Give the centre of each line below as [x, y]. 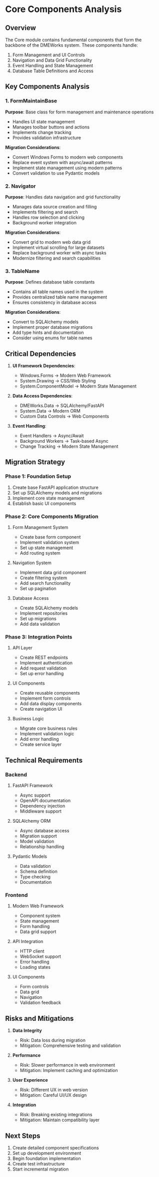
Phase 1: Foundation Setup [38, 476]
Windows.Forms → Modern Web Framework [65, 375]
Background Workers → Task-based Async [64, 441]
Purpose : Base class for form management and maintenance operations [79, 112]
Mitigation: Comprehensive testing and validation [70, 1045]
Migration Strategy [35, 462]
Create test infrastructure [38, 1163]
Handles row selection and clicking [48, 217]
